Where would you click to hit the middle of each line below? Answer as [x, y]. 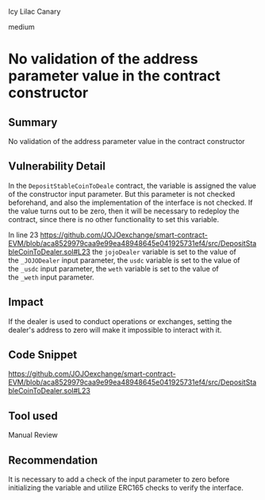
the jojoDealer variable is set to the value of [164, 252]
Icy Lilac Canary [35, 12]
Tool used [33, 416]
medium [21, 27]
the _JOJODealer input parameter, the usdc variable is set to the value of [124, 260]
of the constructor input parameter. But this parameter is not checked [122, 193]
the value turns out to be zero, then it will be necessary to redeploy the [124, 211]
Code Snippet [43, 355]
